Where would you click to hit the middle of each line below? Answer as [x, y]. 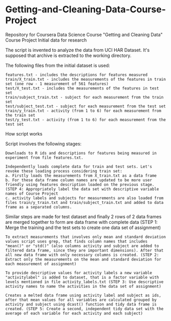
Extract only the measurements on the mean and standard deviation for [83, 259]
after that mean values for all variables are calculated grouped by [81, 300]
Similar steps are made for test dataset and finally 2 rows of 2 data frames [83, 216]
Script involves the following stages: [44, 144]
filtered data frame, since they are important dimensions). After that [84, 250]
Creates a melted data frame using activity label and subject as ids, [83, 295]
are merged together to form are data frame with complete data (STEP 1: [81, 222]
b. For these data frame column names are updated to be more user [79, 180]
